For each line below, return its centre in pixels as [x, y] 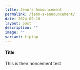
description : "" [21, 28]
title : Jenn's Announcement [34, 10]
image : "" [15, 32]
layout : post [18, 23]
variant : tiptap [21, 37]
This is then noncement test [33, 64]
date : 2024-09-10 [23, 19]
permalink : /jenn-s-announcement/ [40, 14]
